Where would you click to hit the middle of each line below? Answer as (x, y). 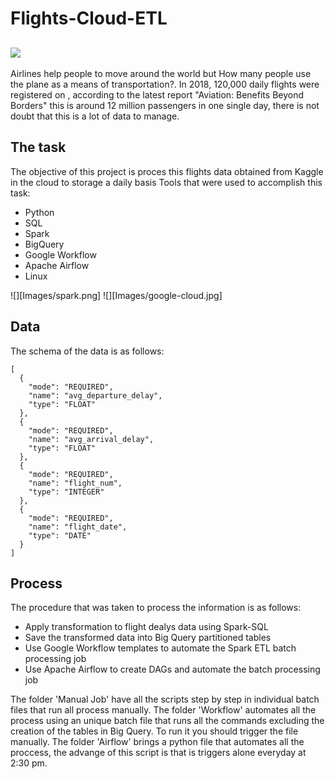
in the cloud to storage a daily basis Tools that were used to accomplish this (166, 182)
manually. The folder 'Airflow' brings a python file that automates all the (157, 742)
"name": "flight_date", (78, 527)
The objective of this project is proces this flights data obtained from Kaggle (167, 171)
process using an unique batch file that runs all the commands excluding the (167, 721)
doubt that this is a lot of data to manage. (95, 116)
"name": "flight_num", (75, 483)
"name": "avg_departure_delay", (95, 395)
